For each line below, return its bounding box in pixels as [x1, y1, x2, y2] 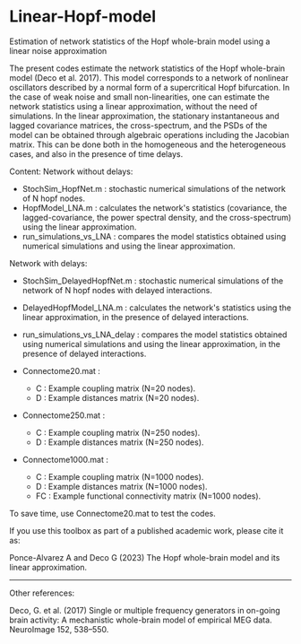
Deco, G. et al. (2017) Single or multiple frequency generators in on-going [9, 605, 280, 615]
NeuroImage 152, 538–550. [9, 623, 109, 634]
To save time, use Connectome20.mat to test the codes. [9, 508, 217, 518]
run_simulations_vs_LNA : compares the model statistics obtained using [21, 231, 287, 241]
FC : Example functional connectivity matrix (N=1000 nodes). [35, 491, 262, 501]
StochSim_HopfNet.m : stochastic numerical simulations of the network [21, 183, 287, 194]
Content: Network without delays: [9, 166, 133, 177]
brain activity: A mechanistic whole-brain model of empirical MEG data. [9, 614, 272, 625]
